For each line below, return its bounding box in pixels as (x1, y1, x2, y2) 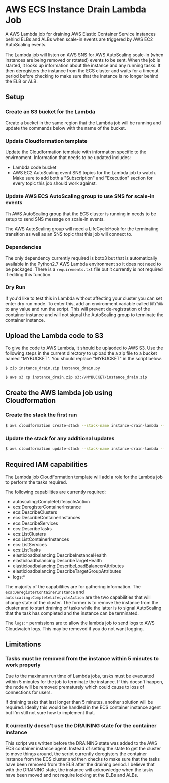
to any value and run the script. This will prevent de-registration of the (5, 306, 150, 312)
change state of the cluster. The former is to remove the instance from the (5, 599, 159, 605)
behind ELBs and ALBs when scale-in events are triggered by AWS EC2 (5, 36, 153, 42)
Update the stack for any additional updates (5, 435, 115, 442)
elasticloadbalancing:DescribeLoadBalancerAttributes (12, 563, 124, 569)
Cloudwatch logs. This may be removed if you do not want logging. (5, 625, 144, 632)
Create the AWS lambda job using (5, 388, 113, 397)
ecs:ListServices (12, 541, 47, 547)
